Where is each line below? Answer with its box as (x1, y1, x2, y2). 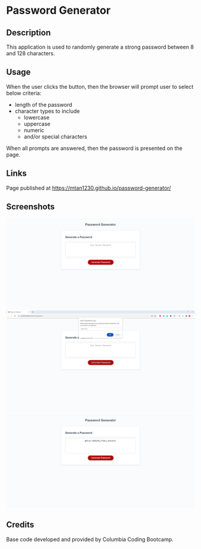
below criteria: (6, 89, 42, 97)
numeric (23, 127, 45, 134)
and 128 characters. (6, 50, 56, 57)
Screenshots (6, 202, 55, 212)
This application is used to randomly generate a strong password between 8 (6, 43, 194, 50)
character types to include (14, 107, 80, 115)
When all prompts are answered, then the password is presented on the (6, 145, 183, 152)
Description (6, 28, 51, 38)
